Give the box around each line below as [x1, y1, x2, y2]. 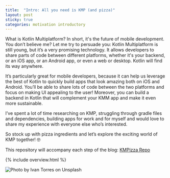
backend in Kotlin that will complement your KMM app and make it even [5, 95, 156, 101]
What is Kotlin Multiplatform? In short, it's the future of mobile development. [5, 36, 165, 42]
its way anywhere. [5, 63, 44, 69]
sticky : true [5, 17, 33, 22]
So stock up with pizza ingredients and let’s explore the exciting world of [5, 131, 158, 137]
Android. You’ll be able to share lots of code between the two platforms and [5, 84, 164, 90]
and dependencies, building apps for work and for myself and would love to [5, 116, 164, 122]
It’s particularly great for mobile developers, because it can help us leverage [5, 73, 165, 80]
